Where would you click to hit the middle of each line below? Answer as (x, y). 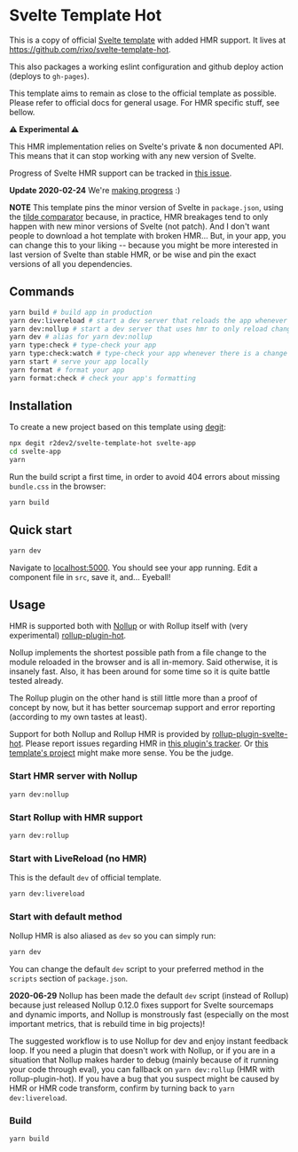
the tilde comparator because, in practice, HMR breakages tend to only (139, 216)
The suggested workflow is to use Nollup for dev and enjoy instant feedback (149, 1041)
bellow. (22, 112)
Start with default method (66, 916)
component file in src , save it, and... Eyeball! (90, 576)
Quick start (41, 530)
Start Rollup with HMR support (76, 817)
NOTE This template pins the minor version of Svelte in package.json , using (146, 207)
